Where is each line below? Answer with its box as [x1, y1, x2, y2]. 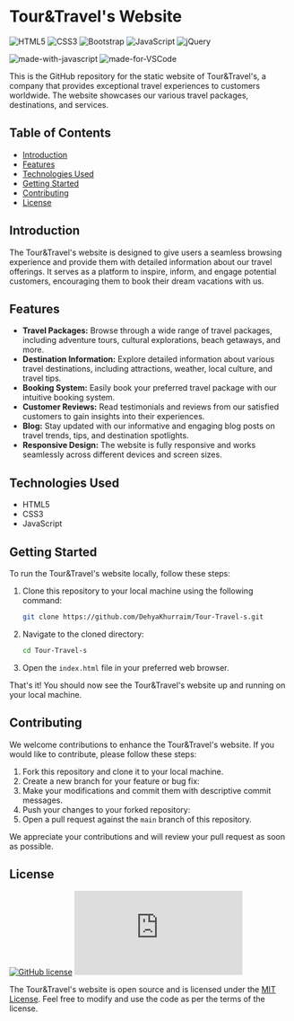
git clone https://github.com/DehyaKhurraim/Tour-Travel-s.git [22, 612, 264, 621]
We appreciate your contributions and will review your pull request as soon [9, 831, 286, 841]
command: [22, 595, 63, 605]
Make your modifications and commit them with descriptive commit [22, 785, 272, 796]
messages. [22, 795, 64, 805]
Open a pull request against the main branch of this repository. [22, 814, 253, 824]
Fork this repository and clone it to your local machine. [22, 766, 224, 777]
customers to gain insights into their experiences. [22, 411, 205, 422]
